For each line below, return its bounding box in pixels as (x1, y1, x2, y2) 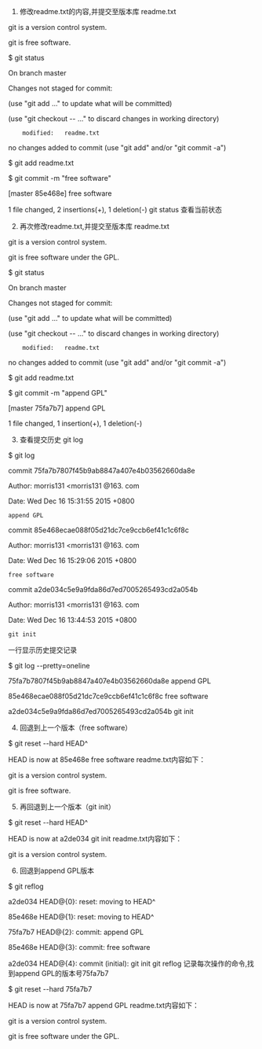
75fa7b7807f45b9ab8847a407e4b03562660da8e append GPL (8, 676, 212, 686)
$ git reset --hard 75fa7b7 (8, 985, 93, 993)
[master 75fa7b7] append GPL (8, 403, 106, 413)
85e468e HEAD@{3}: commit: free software (8, 943, 151, 951)
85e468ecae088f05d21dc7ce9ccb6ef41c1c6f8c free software (8, 691, 209, 701)
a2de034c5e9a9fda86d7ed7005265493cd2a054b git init (8, 707, 194, 716)
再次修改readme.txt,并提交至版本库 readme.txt (19, 222, 170, 230)
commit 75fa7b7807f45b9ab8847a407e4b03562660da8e (8, 466, 196, 475)
